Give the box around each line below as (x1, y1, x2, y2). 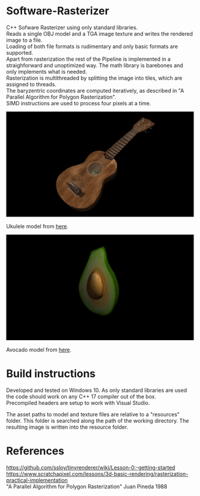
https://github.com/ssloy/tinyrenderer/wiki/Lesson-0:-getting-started (6, 464, 176, 471)
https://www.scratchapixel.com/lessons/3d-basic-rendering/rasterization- (6, 470, 189, 477)
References (6, 444, 64, 458)
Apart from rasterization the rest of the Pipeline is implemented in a (6, 55, 171, 62)
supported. (6, 49, 33, 56)
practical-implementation (6, 476, 68, 484)
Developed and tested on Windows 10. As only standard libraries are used (6, 387, 187, 394)
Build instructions (6, 367, 96, 381)
